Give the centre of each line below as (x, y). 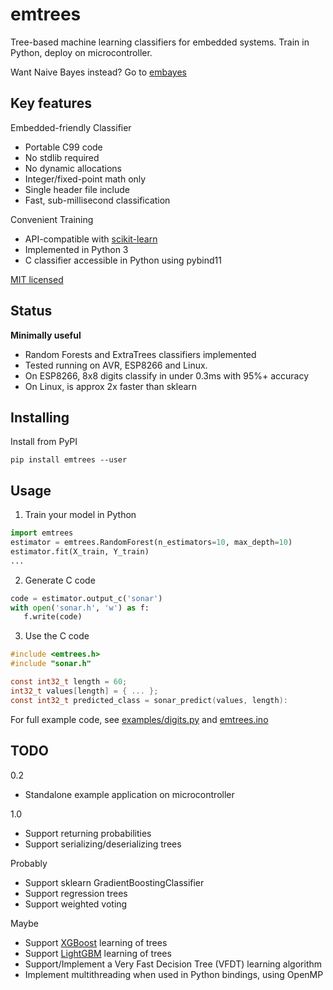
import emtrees (42, 533)
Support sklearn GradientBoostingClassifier (114, 882)
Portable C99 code (63, 147)
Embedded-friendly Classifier (71, 127)
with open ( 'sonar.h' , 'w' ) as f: (80, 608)
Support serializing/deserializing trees (103, 844)
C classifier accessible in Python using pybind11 (123, 260)
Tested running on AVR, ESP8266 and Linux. (116, 365)
